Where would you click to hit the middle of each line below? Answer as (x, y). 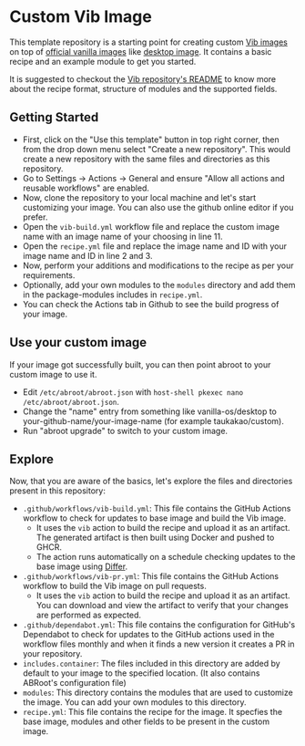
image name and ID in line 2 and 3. (87, 255)
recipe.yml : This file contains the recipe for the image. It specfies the (152, 712)
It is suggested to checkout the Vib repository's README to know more (142, 78)
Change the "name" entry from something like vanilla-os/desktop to (150, 411)
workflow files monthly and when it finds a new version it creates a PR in (158, 644)
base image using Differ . (82, 566)
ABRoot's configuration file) (75, 683)
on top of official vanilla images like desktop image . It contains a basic (141, 51)
